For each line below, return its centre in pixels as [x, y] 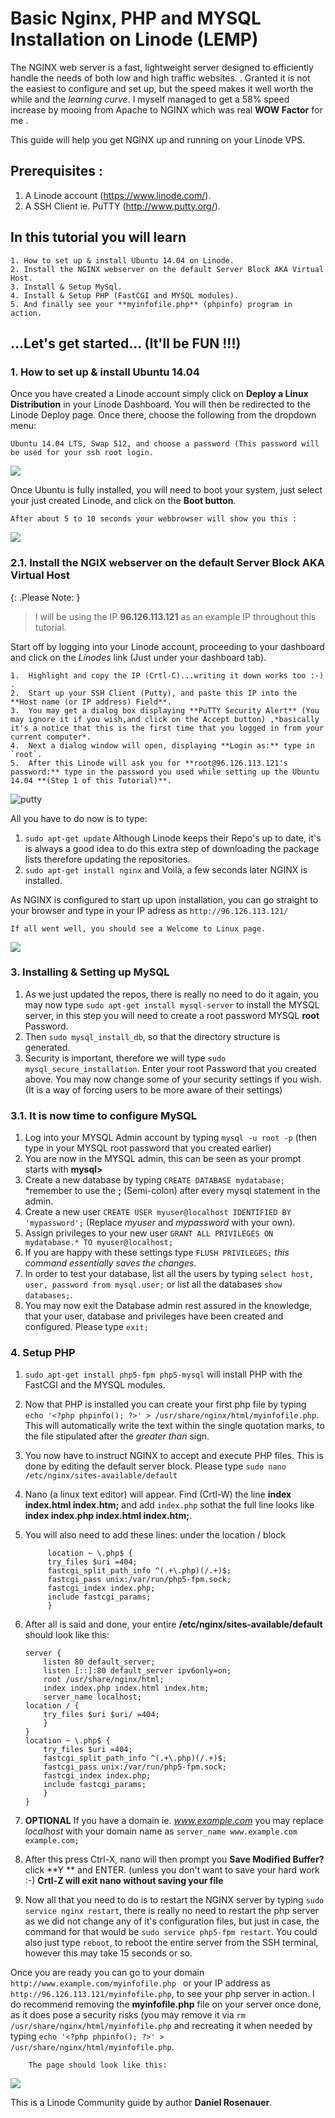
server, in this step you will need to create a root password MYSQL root [172, 1015]
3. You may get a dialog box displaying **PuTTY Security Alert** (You [165, 710]
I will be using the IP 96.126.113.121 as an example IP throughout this [175, 616]
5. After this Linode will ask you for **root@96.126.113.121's [149, 763]
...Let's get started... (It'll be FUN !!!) [126, 343]
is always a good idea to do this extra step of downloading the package [172, 848]
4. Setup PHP [43, 1353]
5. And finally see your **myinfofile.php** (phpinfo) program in [151, 304]
